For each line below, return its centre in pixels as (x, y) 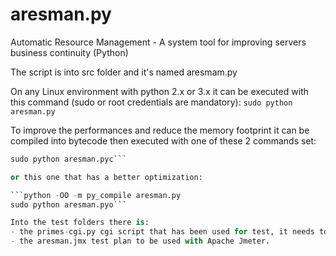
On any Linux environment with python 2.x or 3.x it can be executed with (159, 91)
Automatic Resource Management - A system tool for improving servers (158, 42)
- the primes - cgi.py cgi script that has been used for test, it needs (162, 232)
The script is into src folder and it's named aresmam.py (124, 72)
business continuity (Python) (69, 52)
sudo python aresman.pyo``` (69, 204)
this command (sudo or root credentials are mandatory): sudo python (151, 102)
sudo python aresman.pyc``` (69, 159)
